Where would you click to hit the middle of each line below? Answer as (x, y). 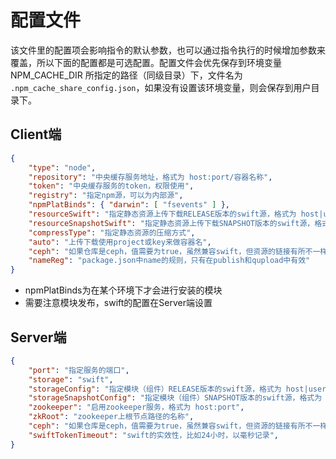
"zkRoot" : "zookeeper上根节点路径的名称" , (111, 417)
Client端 (36, 134)
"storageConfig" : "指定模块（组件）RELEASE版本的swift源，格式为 (155, 389)
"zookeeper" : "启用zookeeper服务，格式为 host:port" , (136, 407)
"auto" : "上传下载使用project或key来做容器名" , (120, 242)
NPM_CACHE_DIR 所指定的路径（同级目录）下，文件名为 (126, 75)
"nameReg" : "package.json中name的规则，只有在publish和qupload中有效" (169, 261)
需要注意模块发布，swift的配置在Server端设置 (118, 303)
